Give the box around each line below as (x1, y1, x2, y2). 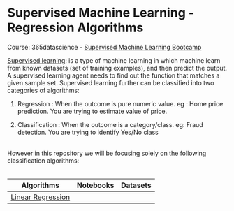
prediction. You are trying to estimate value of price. (17, 107, 168, 115)
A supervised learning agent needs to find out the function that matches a (7, 71, 220, 80)
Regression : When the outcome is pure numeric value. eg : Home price (17, 99, 224, 108)
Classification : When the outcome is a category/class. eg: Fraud (17, 120, 204, 129)
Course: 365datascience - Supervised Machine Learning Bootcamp (7, 43, 202, 51)
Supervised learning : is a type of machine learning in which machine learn (7, 56, 221, 64)
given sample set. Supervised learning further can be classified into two (7, 78, 214, 87)
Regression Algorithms (7, 20, 144, 36)
